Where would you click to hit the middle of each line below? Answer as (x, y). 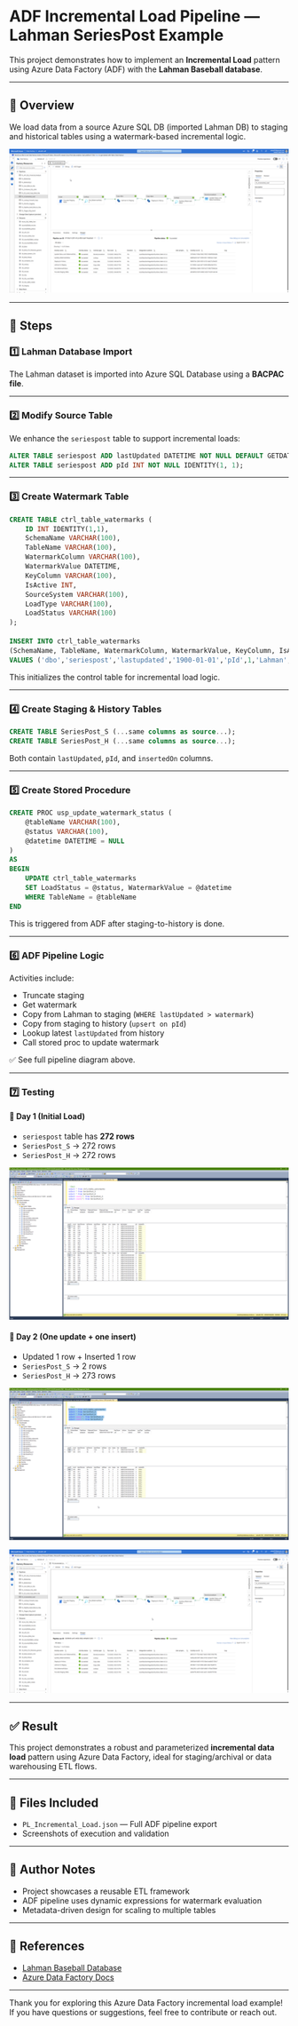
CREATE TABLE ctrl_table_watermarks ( (81, 520)
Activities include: (42, 978)
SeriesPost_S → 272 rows (69, 1146)
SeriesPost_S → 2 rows (64, 1366)
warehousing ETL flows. (53, 1767)
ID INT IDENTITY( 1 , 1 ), (67, 529)
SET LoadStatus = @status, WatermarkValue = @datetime (129, 888)
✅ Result (34, 1726)
